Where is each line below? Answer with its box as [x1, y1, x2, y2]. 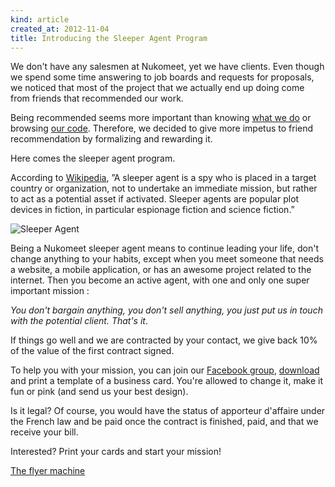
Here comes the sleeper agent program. [10, 152, 176, 165]
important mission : [10, 285, 90, 297]
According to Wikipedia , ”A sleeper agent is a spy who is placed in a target [10, 172, 317, 184]
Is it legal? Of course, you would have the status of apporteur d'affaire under [10, 405, 326, 417]
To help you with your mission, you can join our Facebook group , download [10, 364, 320, 376]
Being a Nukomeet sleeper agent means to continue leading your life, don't [10, 242, 320, 255]
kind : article [10, 14, 70, 25]
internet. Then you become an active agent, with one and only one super [10, 274, 310, 286]
